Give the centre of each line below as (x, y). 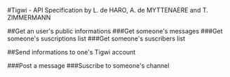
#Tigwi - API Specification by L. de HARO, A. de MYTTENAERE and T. (108, 10)
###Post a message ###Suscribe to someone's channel (88, 65)
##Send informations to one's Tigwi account (72, 52)
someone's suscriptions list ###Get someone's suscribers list (96, 38)
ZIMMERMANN (29, 17)
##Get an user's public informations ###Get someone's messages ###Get (115, 31)
